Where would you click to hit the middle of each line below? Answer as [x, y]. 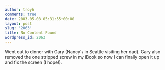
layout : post [19, 24]
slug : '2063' [19, 28]
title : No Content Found [31, 33]
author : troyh [20, 10]
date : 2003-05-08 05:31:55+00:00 [40, 19]
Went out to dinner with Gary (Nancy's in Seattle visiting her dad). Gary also [83, 51]
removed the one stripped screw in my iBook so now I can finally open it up [82, 57]
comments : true [21, 14]
